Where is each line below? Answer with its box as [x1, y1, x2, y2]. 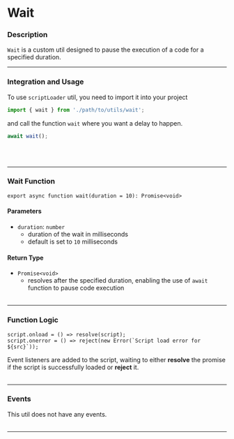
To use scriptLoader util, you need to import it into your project [7, 93, 188, 101]
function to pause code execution [27, 284, 125, 292]
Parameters [7, 207, 42, 216]
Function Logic [7, 315, 59, 325]
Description [7, 30, 48, 40]
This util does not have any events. [7, 410, 107, 418]
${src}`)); [7, 343, 39, 350]
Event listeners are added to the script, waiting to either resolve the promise [7, 355, 226, 364]
